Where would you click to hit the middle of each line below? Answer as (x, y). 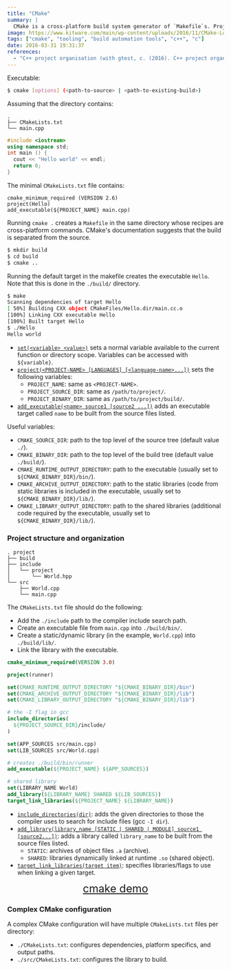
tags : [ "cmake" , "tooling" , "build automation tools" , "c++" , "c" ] (106, 39)
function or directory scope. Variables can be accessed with (102, 354)
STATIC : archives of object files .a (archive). (89, 850)
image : (16, 33)
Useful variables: (31, 427)
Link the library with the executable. (68, 649)
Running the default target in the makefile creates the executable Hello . (108, 276)
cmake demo (115, 888)
